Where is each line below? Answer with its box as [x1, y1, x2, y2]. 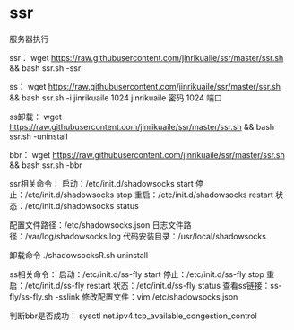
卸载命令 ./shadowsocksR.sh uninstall [9, 249, 149, 260]
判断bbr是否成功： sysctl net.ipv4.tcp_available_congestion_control [9, 310, 257, 321]
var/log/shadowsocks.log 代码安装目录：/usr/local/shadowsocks [28, 230, 267, 241]
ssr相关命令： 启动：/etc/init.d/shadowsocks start [9, 178, 195, 188]
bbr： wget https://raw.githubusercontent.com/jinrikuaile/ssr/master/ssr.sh [9, 149, 285, 160]
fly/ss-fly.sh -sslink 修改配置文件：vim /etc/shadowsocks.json [9, 291, 238, 302]
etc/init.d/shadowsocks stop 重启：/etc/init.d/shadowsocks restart [28, 189, 273, 200]
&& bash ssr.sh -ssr [9, 62, 82, 74]
